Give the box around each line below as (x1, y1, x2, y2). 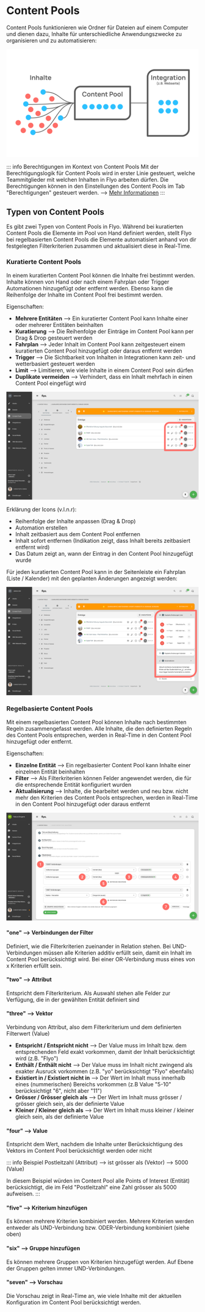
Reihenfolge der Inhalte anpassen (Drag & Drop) (15, 518, 136, 525)
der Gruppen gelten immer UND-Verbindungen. (6, 1264, 126, 1272)
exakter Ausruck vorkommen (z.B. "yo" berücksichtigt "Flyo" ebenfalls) (15, 1067, 194, 1075)
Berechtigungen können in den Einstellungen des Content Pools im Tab (6, 182, 185, 190)
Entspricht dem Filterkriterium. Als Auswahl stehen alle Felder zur (6, 989, 171, 997)
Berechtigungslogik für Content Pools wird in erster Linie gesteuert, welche (6, 170, 195, 177)
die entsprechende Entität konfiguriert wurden (15, 781, 132, 788)
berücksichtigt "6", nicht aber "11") (15, 1087, 103, 1094)
